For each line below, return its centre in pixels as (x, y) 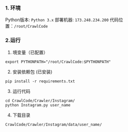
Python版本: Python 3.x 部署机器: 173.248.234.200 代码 (62, 20)
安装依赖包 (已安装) (32, 72)
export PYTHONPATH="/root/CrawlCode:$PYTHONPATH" (58, 62)
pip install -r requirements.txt (40, 81)
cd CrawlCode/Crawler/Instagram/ (40, 101)
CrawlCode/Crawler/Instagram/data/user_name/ (53, 124)
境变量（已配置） (30, 52)
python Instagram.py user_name (38, 105)
